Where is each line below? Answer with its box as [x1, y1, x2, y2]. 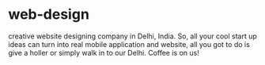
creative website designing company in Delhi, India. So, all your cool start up [8, 31, 257, 41]
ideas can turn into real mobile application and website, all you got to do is [8, 39, 251, 49]
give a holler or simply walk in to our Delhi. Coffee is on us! [8, 48, 199, 57]
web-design [8, 5, 89, 23]
